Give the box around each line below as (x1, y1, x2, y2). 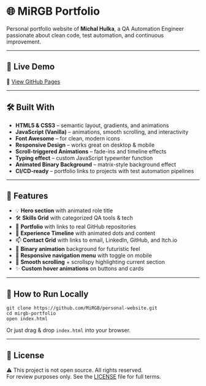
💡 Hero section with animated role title (15, 207, 113, 214)
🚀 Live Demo (6, 61, 55, 72)
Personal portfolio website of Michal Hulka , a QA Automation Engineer (6, 25, 185, 32)
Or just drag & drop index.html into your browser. (6, 326, 131, 334)
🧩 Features (6, 190, 48, 201)
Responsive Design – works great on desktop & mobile (15, 141, 155, 149)
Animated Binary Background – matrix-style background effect (15, 161, 177, 168)
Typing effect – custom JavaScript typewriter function (15, 154, 153, 161)
